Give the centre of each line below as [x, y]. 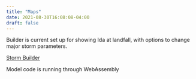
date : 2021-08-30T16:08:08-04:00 [48, 17]
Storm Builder [23, 58]
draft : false [22, 23]
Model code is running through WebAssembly [63, 69]
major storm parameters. [37, 46]
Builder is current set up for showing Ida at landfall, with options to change [98, 40]
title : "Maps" [24, 12]
